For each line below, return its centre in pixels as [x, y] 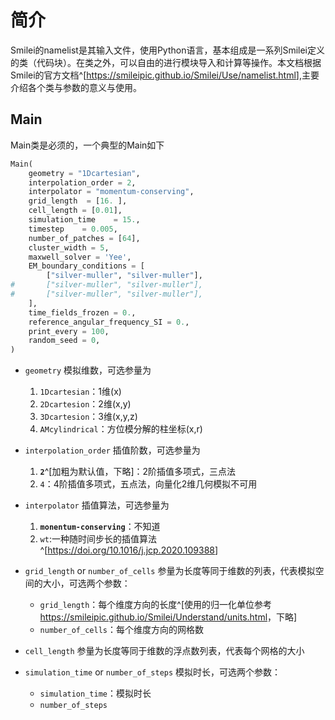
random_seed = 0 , [64, 341]
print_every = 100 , [69, 331]
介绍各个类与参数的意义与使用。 [76, 87]
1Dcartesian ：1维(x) [80, 392]
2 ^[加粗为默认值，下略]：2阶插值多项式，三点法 [138, 472]
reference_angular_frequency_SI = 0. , [109, 322]
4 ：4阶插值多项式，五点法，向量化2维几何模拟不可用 [148, 484]
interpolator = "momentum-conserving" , [111, 192]
